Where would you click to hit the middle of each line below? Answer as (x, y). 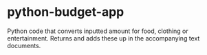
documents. (24, 45)
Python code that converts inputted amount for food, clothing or (98, 31)
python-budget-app (66, 12)
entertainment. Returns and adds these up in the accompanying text (103, 38)
